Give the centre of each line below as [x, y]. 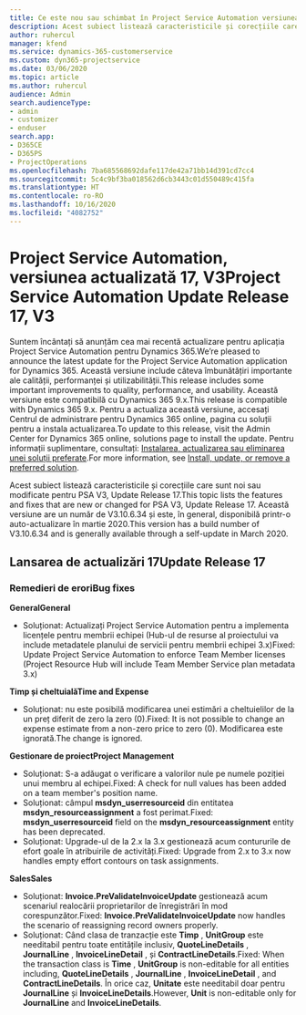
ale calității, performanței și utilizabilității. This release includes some [137, 380]
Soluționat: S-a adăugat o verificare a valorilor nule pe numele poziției [153, 774]
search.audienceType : [51, 103]
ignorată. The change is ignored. [82, 739]
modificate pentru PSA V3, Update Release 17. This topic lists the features [146, 494]
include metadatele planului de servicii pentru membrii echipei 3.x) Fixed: [159, 645]
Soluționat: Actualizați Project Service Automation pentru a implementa [156, 626]
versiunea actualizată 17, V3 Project [145, 277]
